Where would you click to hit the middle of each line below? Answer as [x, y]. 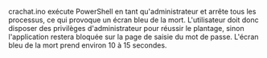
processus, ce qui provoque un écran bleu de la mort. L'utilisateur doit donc [133, 20]
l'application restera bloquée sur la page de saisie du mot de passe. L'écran [133, 37]
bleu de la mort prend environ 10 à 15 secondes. [88, 45]
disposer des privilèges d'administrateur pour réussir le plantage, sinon [126, 28]
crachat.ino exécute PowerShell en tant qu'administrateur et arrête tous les [132, 12]
